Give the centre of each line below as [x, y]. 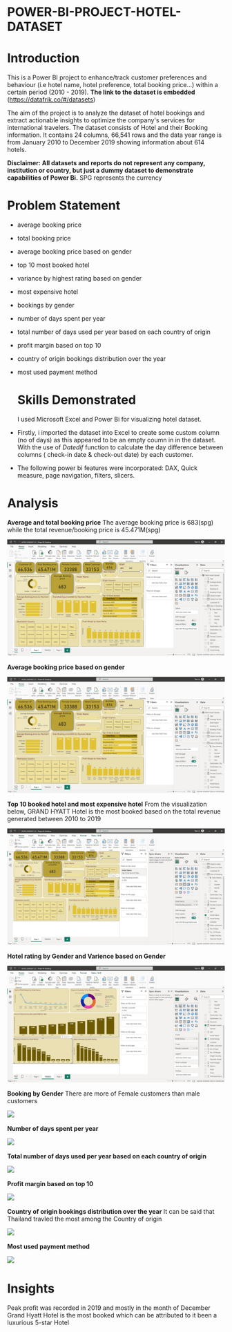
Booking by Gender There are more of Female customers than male [104, 1094]
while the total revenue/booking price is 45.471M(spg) [84, 529]
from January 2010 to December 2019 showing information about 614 [106, 142]
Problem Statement [64, 206]
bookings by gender [46, 306]
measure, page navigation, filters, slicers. [76, 475]
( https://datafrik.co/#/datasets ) [51, 100]
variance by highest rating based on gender [79, 279]
